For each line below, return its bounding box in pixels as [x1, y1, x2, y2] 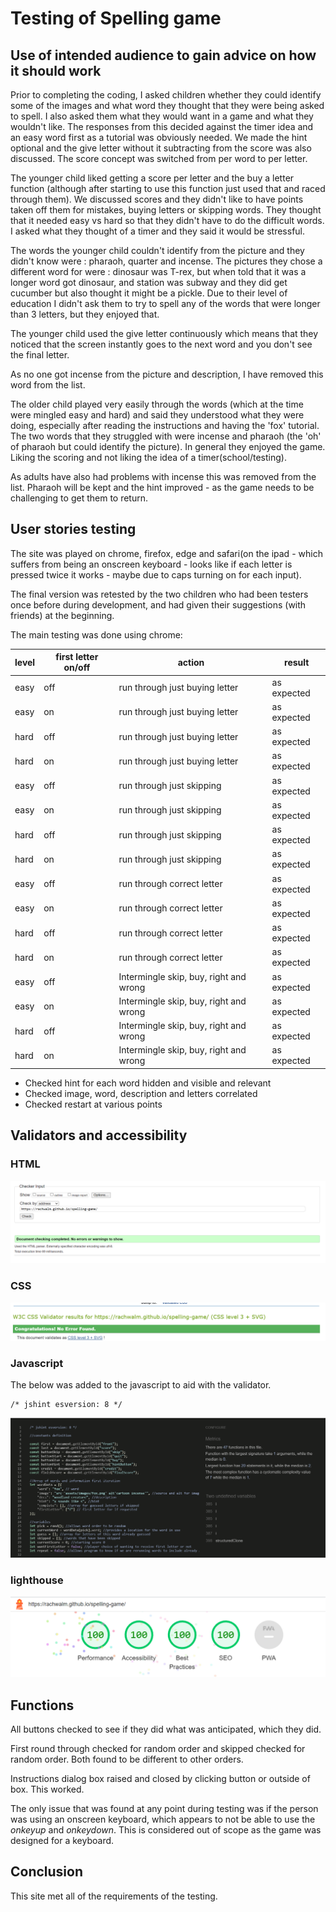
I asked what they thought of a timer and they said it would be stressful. [10, 225, 306, 237]
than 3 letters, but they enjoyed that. [10, 308, 160, 320]
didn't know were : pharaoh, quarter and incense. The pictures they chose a [10, 255, 323, 267]
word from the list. [10, 379, 86, 391]
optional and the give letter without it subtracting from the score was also [10, 142, 312, 154]
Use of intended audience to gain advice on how [10, 47, 317, 64]
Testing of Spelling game [10, 7, 222, 30]
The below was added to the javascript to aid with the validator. [10, 1379, 272, 1391]
